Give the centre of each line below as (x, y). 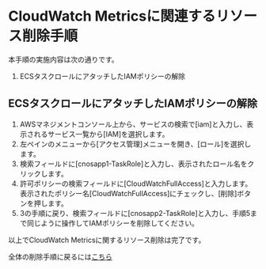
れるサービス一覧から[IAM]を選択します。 (101, 134)
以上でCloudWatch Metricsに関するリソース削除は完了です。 (107, 240)
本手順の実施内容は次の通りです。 (63, 59)
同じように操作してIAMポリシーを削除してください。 (113, 223)
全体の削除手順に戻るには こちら (60, 256)
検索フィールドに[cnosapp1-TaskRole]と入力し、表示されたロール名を (133, 164)
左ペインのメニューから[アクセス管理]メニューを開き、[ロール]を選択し (135, 144)
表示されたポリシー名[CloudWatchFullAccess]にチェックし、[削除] (128, 193)
